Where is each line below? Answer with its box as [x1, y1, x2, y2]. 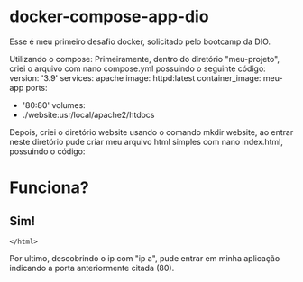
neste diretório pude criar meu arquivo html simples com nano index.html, [9, 136, 284, 147]
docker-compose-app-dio [9, 6, 209, 27]
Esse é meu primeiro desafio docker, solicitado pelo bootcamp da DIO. [9, 36, 271, 47]
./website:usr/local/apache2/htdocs [22, 109, 155, 120]
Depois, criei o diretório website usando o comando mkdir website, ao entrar [9, 126, 294, 137]
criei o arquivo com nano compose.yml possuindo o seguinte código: [9, 63, 266, 74]
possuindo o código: [9, 146, 86, 157]
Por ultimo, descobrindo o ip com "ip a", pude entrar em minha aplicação [9, 252, 280, 263]
